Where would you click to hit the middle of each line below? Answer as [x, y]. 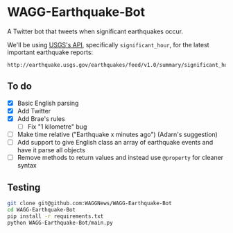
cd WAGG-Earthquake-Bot [42, 209]
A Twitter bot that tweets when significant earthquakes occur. [95, 31]
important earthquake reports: [50, 52]
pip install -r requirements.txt [55, 216]
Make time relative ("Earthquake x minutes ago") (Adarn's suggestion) [118, 134]
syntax [27, 166]
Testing [24, 187]
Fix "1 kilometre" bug [57, 127]
